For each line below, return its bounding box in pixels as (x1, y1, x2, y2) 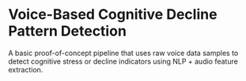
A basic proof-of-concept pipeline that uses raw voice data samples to (8, 48, 239, 57)
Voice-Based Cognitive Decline (8, 6, 218, 24)
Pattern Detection (8, 22, 127, 40)
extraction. (8, 64, 44, 74)
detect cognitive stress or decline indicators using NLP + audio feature (8, 57, 239, 66)
